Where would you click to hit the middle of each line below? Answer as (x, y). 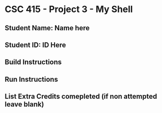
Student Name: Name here (47, 28)
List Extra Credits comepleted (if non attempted (81, 97)
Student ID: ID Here (35, 45)
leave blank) (24, 104)
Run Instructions (32, 79)
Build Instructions (33, 62)
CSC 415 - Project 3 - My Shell (69, 9)
